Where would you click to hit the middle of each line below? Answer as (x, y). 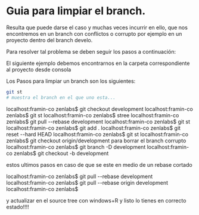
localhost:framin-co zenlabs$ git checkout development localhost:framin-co (100, 109)
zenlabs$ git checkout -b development (61, 153)
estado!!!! (18, 207)
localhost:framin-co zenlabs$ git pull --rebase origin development (87, 182)
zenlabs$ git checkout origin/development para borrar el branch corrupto (96, 141)
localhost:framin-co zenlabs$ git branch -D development (76, 147)
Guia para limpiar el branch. (76, 11)
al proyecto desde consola (39, 69)
